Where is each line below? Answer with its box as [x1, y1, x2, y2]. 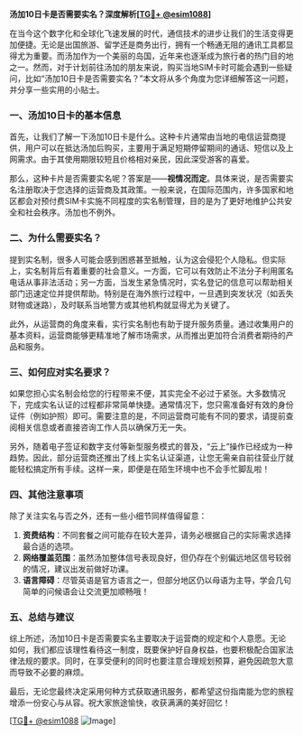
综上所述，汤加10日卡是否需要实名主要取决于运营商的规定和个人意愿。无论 [9, 633, 287, 644]
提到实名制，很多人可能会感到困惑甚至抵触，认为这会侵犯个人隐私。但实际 [9, 254, 286, 265]
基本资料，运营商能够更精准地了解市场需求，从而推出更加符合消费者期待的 [9, 330, 286, 340]
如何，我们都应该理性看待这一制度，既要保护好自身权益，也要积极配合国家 [9, 645, 286, 656]
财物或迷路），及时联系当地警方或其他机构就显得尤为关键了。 [9, 299, 234, 310]
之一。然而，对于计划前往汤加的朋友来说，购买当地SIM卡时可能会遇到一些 [9, 62, 285, 72]
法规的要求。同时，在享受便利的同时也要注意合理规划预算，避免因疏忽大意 [16, 656, 294, 666]
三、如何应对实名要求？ [9, 366, 111, 378]
